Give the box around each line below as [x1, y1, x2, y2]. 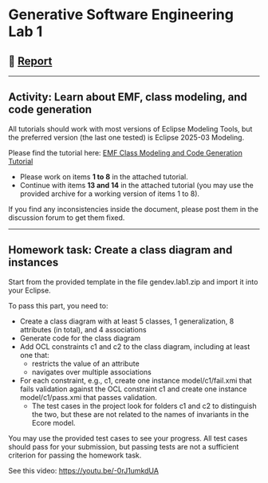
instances [8, 256, 59, 269]
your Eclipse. [8, 285, 51, 295]
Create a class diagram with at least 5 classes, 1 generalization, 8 [19, 316, 235, 326]
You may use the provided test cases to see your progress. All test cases [8, 433, 248, 443]
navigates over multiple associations [31, 367, 152, 376]
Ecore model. [31, 418, 76, 427]
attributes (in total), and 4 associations [19, 324, 147, 334]
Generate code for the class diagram [19, 333, 141, 343]
